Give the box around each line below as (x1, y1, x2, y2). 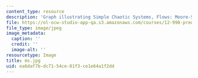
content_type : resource (6, 8, 65, 15)
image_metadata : (6, 30, 46, 36)
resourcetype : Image (6, 52, 57, 58)
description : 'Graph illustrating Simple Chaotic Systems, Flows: (6, 14, 173, 20)
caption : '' (11, 36, 41, 42)
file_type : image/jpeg (6, 25, 62, 31)
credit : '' (11, 42, 38, 48)
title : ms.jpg (6, 57, 41, 63)
